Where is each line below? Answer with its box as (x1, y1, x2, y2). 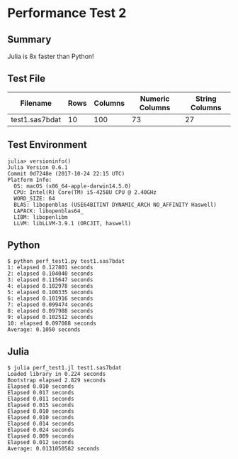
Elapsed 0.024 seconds (7, 426, 74, 434)
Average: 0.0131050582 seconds (7, 445, 100, 453)
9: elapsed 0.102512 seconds (7, 314, 93, 321)
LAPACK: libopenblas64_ (13, 207, 84, 215)
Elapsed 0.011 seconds (7, 396, 74, 403)
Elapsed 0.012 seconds (7, 439, 74, 446)
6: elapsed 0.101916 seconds (7, 295, 93, 303)
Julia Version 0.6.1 (7, 163, 69, 171)
